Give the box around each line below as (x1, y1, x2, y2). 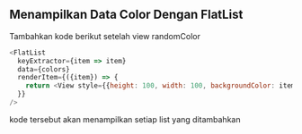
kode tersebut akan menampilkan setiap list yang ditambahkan (9, 113, 241, 124)
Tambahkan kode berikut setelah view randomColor (9, 30, 200, 41)
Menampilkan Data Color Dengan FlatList (9, 7, 244, 22)
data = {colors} (17, 64, 70, 74)
